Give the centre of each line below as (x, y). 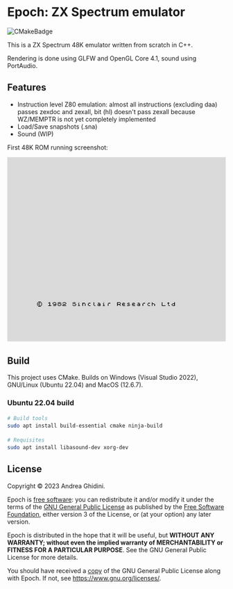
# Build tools (28, 418)
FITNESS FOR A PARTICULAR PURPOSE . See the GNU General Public (107, 549)
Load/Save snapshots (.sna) (57, 127)
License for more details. (43, 557)
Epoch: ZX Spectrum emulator (96, 12)
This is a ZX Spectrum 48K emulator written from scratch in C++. (100, 45)
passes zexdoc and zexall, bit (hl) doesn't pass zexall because (106, 111)
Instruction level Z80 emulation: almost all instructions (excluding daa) (117, 104)
